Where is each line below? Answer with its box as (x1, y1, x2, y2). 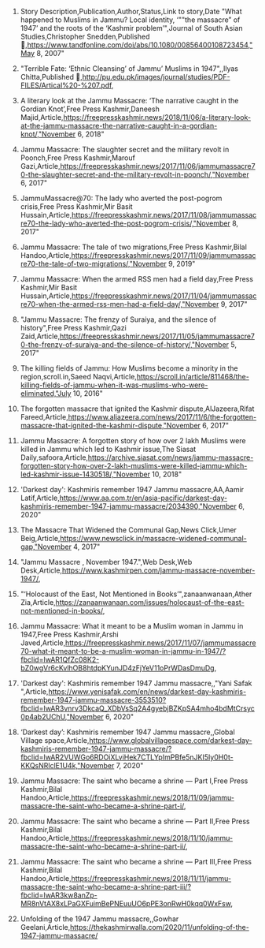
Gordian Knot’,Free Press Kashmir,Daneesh (20, 104, 160, 114)
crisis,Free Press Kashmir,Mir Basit (20, 202, 133, 211)
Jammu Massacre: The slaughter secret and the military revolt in (20, 145, 230, 154)
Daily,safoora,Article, (20, 453, 89, 462)
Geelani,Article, (20, 923, 71, 931)
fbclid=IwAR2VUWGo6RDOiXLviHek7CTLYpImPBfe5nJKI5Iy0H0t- (20, 752, 234, 762)
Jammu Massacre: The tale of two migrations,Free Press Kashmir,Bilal (20, 242, 247, 252)
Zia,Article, (20, 598, 56, 606)
